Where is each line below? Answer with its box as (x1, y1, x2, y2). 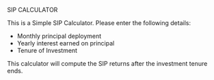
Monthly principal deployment (16, 32, 102, 40)
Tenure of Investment (16, 47, 77, 54)
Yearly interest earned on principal (16, 39, 115, 47)
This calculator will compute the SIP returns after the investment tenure (7, 60, 208, 67)
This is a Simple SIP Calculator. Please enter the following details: (7, 19, 191, 26)
